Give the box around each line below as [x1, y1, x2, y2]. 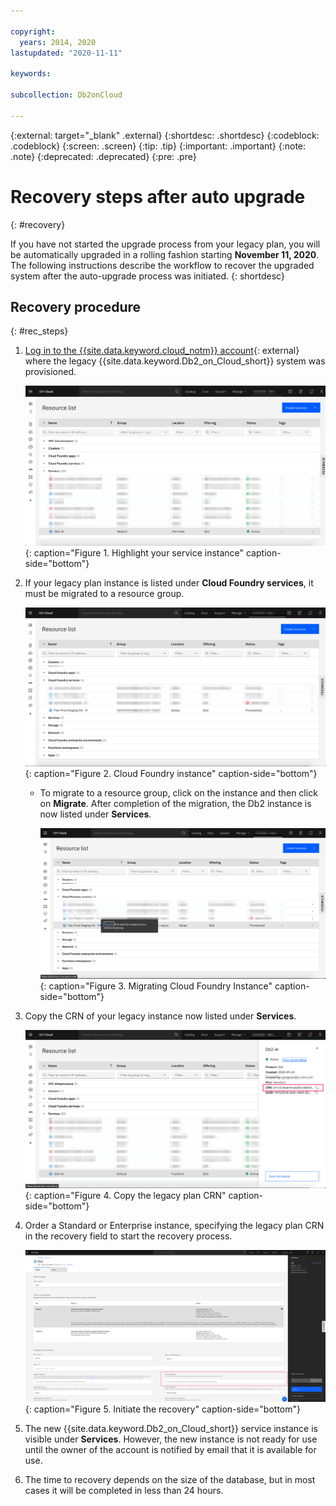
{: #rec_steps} [10, 325, 69, 337]
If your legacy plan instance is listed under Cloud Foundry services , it [24, 577, 314, 589]
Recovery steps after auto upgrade [10, 185, 306, 208]
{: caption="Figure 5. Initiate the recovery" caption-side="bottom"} [24, 1403, 302, 1415]
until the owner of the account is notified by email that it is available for [24, 1443, 317, 1455]
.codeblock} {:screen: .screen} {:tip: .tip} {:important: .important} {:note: [10, 140, 307, 152]
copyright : [10, 26, 56, 37]
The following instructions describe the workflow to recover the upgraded [10, 259, 315, 271]
